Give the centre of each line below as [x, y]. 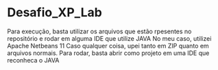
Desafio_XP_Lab [55, 13]
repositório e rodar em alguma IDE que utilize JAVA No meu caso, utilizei [109, 38]
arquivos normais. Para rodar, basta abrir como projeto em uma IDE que [108, 53]
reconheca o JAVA [33, 60]
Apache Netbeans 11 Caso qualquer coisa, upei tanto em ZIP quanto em [108, 46]
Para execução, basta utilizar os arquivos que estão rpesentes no [99, 31]
